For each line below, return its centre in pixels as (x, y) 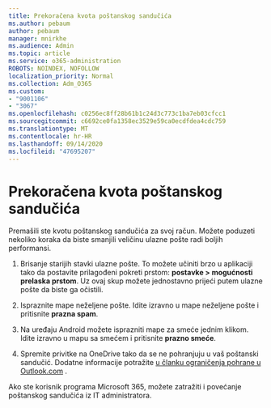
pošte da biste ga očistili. (61, 290)
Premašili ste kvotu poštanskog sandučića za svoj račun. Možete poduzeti (132, 231)
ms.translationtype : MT (49, 129)
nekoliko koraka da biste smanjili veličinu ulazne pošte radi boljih (116, 240)
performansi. (30, 249)
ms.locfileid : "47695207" (52, 151)
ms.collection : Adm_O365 (50, 83)
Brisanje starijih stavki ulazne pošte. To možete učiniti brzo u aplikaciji (136, 264)
